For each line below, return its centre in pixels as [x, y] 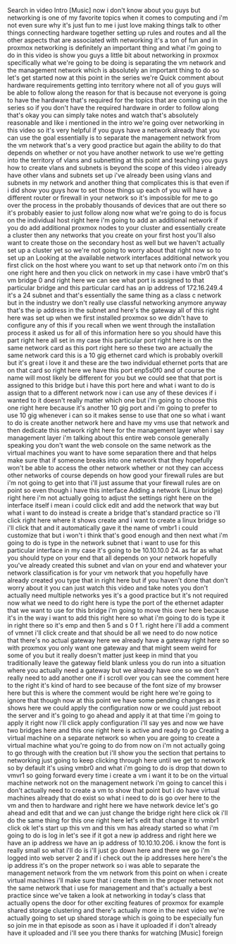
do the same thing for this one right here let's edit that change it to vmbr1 [113, 820]
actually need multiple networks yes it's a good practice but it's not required [118, 595]
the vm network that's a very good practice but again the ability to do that [114, 145]
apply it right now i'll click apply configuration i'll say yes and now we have [116, 723]
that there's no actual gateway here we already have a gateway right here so [118, 640]
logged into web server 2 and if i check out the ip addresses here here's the [117, 858]
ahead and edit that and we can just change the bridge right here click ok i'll [118, 813]
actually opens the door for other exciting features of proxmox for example [116, 903]
